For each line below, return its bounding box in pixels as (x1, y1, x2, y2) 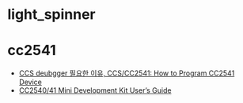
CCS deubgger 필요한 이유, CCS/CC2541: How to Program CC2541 (18, 68, 235, 78)
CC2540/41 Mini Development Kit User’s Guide (18, 86, 172, 95)
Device (18, 77, 43, 87)
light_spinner (7, 6, 96, 24)
